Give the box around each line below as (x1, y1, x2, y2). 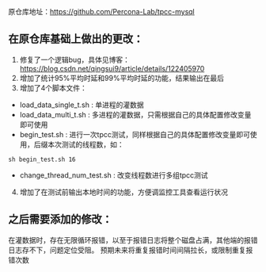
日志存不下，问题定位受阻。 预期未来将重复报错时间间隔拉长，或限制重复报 (8, 245, 253, 255)
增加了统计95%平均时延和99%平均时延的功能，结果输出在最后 (19, 73, 224, 82)
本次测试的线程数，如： (47, 140, 124, 149)
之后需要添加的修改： (8, 213, 112, 226)
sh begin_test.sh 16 (8, 155, 77, 163)
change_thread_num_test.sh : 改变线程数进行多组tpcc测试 (19, 170, 208, 180)
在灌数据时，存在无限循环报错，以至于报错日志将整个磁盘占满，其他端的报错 (8, 235, 258, 244)
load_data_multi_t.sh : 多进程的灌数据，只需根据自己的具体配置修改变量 (19, 109, 252, 119)
